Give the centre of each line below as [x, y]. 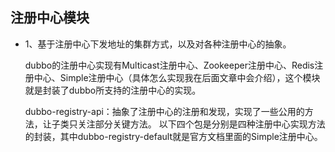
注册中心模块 [50, 18]
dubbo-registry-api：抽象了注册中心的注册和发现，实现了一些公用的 [164, 111]
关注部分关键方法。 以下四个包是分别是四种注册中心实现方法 [201, 124]
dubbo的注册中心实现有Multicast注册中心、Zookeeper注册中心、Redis [169, 65]
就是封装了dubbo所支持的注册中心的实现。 [113, 90]
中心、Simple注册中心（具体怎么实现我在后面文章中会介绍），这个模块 [177, 77]
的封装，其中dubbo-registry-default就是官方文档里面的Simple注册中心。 [173, 136]
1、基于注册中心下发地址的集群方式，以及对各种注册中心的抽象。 [158, 44]
